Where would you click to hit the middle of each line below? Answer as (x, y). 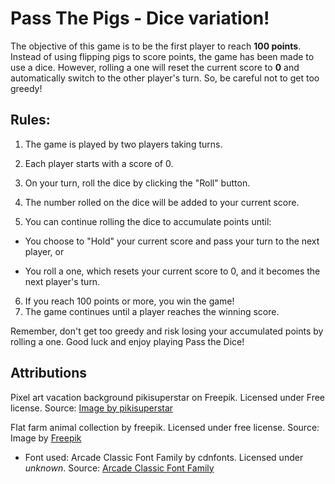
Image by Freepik (46, 438)
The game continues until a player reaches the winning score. (152, 311)
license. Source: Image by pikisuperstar (92, 408)
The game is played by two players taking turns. (123, 144)
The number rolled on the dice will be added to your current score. (162, 202)
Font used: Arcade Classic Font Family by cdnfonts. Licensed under (164, 457)
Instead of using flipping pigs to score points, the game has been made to (162, 56)
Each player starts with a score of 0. (99, 163)
